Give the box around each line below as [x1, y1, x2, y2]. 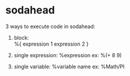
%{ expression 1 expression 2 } [13, 40, 89, 47]
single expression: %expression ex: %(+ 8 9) [13, 51, 122, 58]
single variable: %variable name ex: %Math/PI [13, 63, 125, 70]
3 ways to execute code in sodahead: [5, 23, 96, 30]
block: [13, 34, 29, 41]
